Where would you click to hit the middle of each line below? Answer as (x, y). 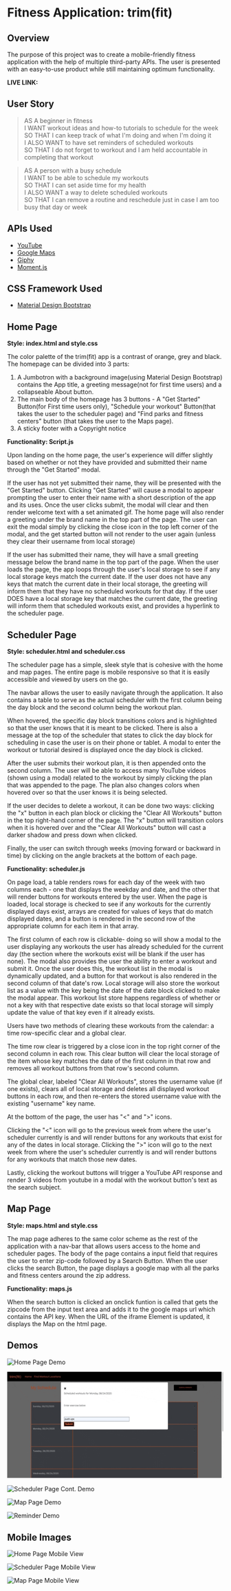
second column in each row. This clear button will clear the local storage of (113, 1054)
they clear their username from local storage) (71, 542)
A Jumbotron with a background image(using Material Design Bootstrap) (120, 377)
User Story (31, 104)
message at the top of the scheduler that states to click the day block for (110, 735)
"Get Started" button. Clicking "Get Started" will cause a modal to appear (111, 490)
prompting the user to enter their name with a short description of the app (112, 498)
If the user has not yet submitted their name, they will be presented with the (114, 483)
